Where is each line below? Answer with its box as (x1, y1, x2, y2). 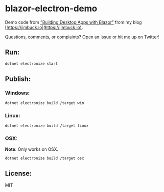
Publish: (5, 75, 31, 83)
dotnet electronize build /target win (5, 101, 84, 106)
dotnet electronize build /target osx (5, 156, 84, 161)
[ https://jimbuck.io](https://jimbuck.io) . (5, 24, 83, 30)
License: (5, 169, 32, 177)
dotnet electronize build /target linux (5, 123, 89, 128)
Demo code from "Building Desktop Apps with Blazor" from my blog (5, 19, 142, 25)
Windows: (5, 89, 30, 96)
